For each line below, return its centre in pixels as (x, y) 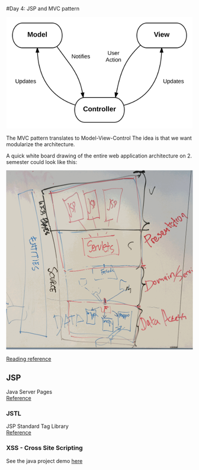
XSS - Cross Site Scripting (44, 448)
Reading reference (29, 359)
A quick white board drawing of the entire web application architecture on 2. (99, 156)
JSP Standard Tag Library (38, 426)
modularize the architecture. (41, 144)
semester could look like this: (42, 162)
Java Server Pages (29, 392)
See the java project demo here (44, 461)
